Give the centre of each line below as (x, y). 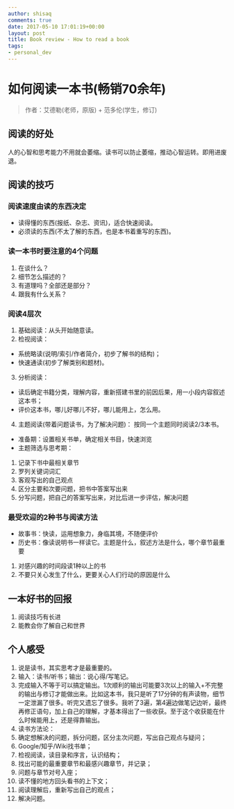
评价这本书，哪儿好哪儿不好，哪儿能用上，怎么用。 (91, 409)
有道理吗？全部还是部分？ (55, 285)
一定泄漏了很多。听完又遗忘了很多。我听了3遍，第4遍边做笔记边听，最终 (122, 702)
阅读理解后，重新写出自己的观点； (67, 789)
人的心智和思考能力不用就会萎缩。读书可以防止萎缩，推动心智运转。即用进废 (117, 152)
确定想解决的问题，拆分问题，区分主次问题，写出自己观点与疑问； (112, 737)
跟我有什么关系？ (42, 294)
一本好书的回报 (40, 599)
